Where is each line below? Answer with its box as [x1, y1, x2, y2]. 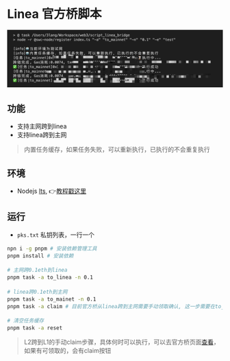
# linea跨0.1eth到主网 [7, 288, 68, 295]
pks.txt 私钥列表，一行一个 [16, 231, 94, 239]
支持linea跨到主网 [16, 131, 67, 139]
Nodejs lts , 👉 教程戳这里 [16, 187, 87, 195]
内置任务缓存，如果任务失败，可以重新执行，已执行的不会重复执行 [23, 145, 210, 154]
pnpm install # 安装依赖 [7, 252, 74, 259]
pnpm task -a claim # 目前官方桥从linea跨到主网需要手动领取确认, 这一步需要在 [7, 303, 216, 310]
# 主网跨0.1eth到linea [7, 267, 68, 274]
